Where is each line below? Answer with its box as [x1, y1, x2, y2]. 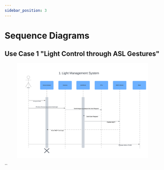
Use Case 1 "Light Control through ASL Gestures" [4, 50, 160, 58]
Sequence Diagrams [4, 30, 90, 41]
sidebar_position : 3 [4, 8, 47, 13]
